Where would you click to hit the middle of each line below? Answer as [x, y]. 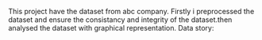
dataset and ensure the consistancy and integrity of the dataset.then [120, 20]
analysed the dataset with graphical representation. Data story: [111, 28]
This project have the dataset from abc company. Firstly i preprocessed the [131, 11]
